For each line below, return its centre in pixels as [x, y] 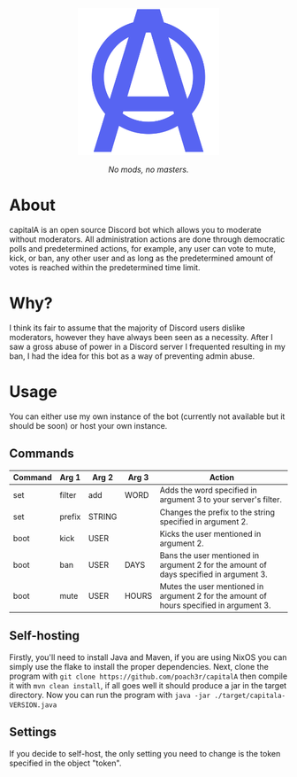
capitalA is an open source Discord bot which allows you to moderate [136, 230]
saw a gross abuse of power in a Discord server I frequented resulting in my [147, 346]
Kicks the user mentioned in [210, 533]
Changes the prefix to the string [217, 512]
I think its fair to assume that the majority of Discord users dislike [127, 328]
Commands [42, 454]
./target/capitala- [250, 695]
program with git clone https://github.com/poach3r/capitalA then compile [148, 676]
